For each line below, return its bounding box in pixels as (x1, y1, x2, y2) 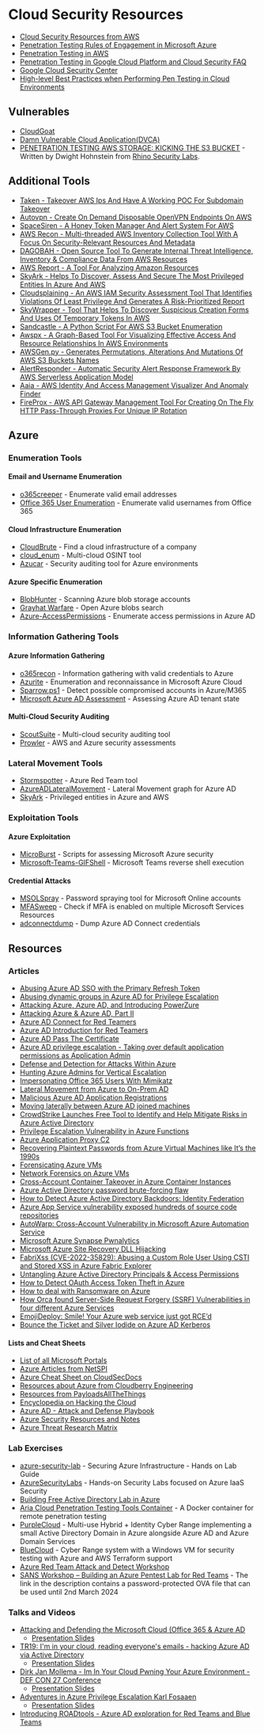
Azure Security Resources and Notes (19, 1415, 141, 1424)
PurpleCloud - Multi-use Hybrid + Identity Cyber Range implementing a (19, 1519, 252, 1529)
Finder (19, 389, 41, 398)
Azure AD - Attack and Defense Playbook (19, 1406, 155, 1416)
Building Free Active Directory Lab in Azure (19, 1494, 160, 1504)
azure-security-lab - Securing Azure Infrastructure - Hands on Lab (19, 1461, 237, 1470)
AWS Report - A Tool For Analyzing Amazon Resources (19, 263, 199, 272)
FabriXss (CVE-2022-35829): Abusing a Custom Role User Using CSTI (19, 1253, 250, 1262)
